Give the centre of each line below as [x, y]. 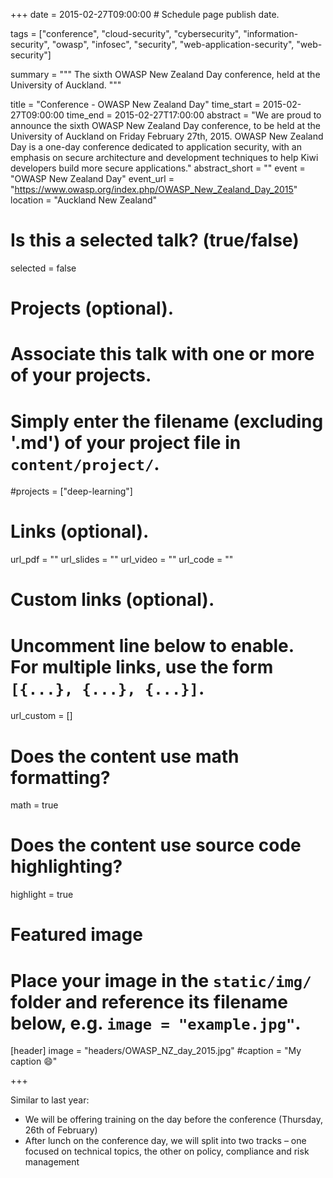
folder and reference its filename [149, 1001]
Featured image [76, 935]
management [52, 1162]
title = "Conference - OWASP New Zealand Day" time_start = [135, 104]
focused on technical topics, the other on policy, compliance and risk [167, 1151]
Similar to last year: [50, 1100]
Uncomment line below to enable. [152, 645]
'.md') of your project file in [126, 442]
